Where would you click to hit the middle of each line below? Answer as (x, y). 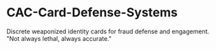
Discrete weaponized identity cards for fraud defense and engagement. (108, 31)
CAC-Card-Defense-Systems (92, 13)
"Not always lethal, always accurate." (59, 38)
